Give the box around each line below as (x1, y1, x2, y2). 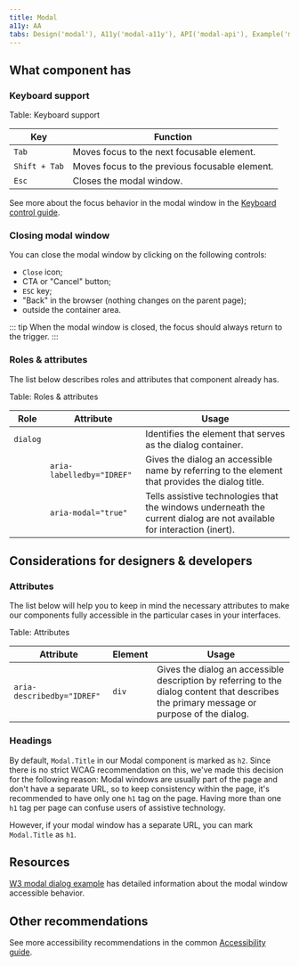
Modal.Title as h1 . (9, 829, 77, 839)
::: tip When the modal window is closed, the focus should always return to (9, 322, 283, 332)
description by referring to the (157, 675, 282, 687)
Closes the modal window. (72, 175, 183, 187)
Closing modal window (9, 229, 110, 241)
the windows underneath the (145, 501, 265, 513)
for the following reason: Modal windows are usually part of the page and (9, 774, 279, 784)
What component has (9, 62, 132, 78)
